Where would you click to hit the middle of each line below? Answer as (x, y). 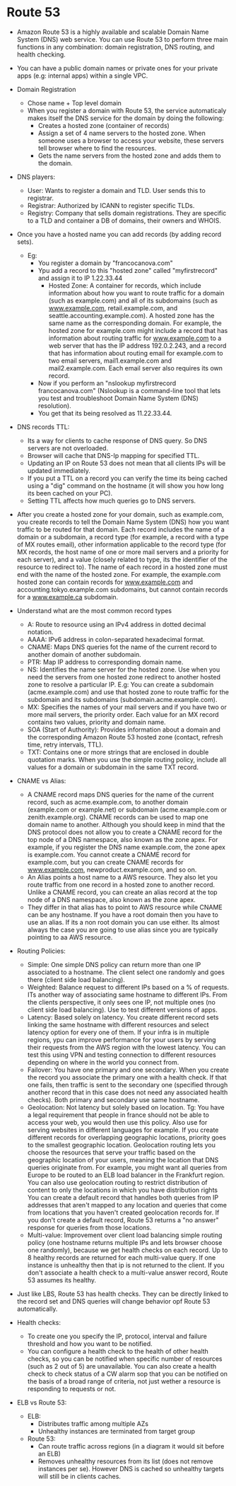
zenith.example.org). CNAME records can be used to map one (118, 817)
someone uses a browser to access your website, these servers (131, 140)
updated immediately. (59, 470)
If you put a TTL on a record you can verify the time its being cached (127, 478)
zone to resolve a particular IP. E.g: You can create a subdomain (120, 684)
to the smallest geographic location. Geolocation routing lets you (122, 1145)
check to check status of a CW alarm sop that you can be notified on (127, 1374)
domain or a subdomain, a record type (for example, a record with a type (123, 537)
